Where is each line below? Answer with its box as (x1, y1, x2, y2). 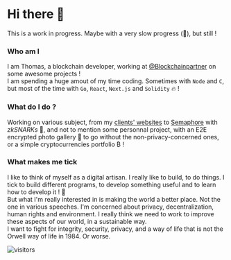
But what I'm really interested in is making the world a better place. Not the (7, 195, 221, 203)
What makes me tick (7, 157, 78, 167)
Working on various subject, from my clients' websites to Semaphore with (7, 118, 218, 126)
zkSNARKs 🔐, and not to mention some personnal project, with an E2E (7, 125, 207, 134)
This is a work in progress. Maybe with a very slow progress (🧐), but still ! (7, 29, 217, 37)
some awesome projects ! (7, 69, 81, 78)
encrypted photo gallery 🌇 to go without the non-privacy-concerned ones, (7, 132, 220, 141)
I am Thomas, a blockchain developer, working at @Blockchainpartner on (7, 62, 216, 71)
